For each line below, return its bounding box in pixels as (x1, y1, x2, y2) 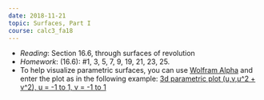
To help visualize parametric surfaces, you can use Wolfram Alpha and (19, 66, 254, 75)
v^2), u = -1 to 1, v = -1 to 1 (19, 82, 106, 92)
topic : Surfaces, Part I (8, 19, 91, 27)
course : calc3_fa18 (8, 26, 74, 34)
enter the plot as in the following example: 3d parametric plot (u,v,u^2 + (19, 74, 256, 84)
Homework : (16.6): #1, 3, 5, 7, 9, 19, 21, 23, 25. (19, 57, 170, 66)
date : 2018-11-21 (8, 11, 66, 20)
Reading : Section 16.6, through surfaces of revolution (19, 49, 196, 58)
